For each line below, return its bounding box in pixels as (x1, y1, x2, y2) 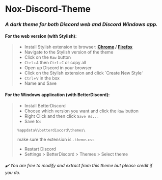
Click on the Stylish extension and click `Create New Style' (24, 70, 143, 76)
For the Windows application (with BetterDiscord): (5, 92, 110, 98)
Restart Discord (24, 146, 56, 152)
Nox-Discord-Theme (5, 3, 91, 15)
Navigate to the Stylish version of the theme (24, 49, 114, 55)
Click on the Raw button (24, 54, 71, 60)
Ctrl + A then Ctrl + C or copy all (24, 60, 86, 66)
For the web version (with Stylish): (5, 33, 77, 39)
